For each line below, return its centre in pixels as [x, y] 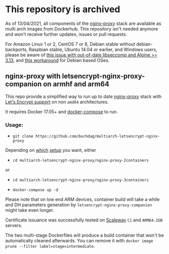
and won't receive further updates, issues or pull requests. [66, 34]
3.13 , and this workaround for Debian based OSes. [57, 60]
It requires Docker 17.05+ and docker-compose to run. [61, 112]
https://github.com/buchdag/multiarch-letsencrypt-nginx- [98, 136]
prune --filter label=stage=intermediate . [50, 246]
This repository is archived [63, 9]
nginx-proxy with [33, 76]
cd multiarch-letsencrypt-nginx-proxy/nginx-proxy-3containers [81, 180]
